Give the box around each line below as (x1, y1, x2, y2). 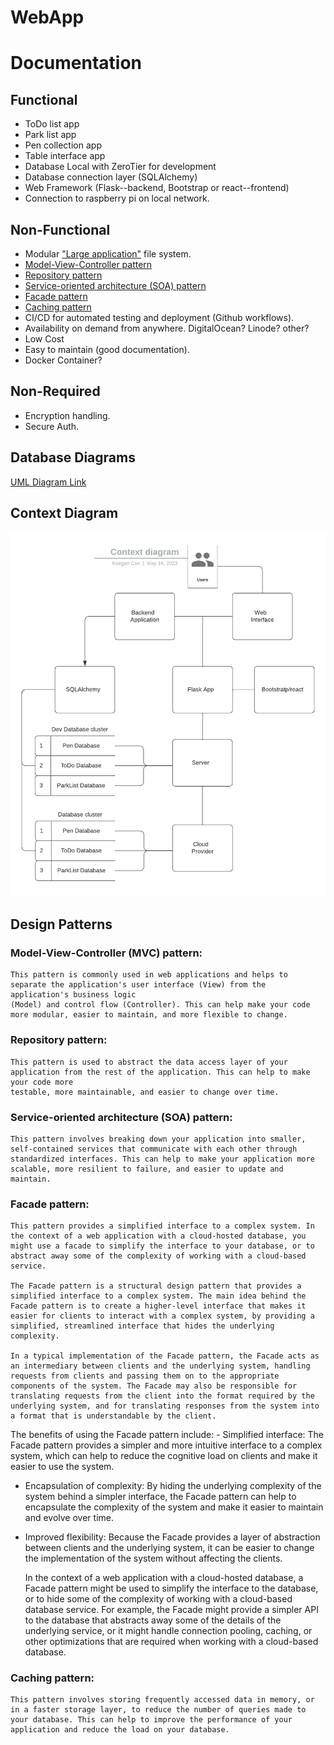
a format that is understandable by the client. (10, 1411, 217, 1421)
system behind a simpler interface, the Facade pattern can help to (24, 1491, 297, 1503)
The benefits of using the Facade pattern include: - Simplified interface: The (10, 1429, 324, 1441)
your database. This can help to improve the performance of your (10, 1715, 293, 1725)
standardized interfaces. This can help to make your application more (10, 1154, 315, 1164)
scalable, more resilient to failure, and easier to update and (10, 1164, 284, 1174)
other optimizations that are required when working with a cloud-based (24, 1636, 319, 1648)
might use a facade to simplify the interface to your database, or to (10, 1241, 315, 1251)
